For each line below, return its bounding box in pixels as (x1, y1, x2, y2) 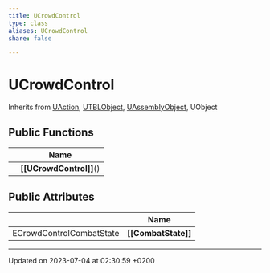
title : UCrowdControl (8, 11, 81, 20)
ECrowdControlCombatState (12, 227, 120, 238)
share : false (8, 34, 52, 43)
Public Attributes (8, 190, 95, 204)
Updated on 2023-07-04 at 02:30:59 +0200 (8, 255, 155, 265)
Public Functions (8, 125, 94, 139)
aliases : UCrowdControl (8, 26, 88, 35)
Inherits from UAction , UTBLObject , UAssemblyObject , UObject (8, 102, 218, 112)
